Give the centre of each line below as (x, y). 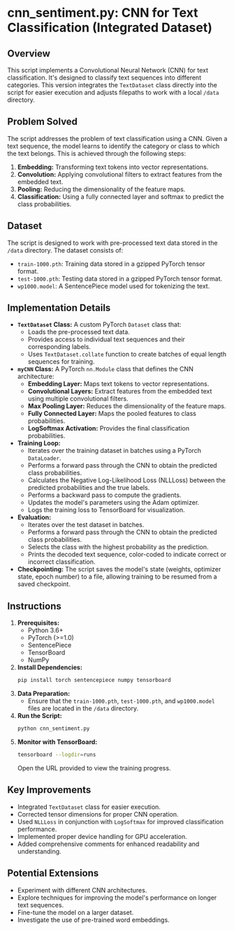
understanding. (39, 851)
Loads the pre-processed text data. (79, 332)
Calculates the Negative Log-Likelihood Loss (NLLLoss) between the (126, 480)
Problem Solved (43, 122)
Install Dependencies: (50, 667)
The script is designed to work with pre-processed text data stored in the (112, 243)
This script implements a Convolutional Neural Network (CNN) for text (108, 70)
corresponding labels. (59, 347)
